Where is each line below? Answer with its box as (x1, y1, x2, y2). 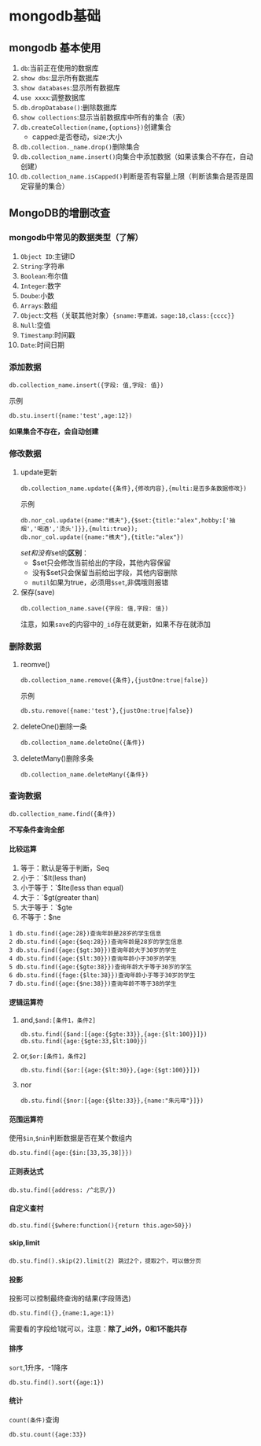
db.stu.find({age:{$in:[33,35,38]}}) (9, 1149, 133, 1157)
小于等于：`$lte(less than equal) (20, 883, 124, 893)
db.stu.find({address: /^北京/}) (9, 1186, 116, 1194)
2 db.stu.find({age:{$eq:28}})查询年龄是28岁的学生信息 (9, 938, 183, 946)
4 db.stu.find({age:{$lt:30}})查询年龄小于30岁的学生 (9, 955, 177, 963)
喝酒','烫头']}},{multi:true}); (37, 525, 138, 533)
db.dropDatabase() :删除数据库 (20, 103, 117, 112)
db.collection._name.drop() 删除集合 (20, 142, 140, 151)
